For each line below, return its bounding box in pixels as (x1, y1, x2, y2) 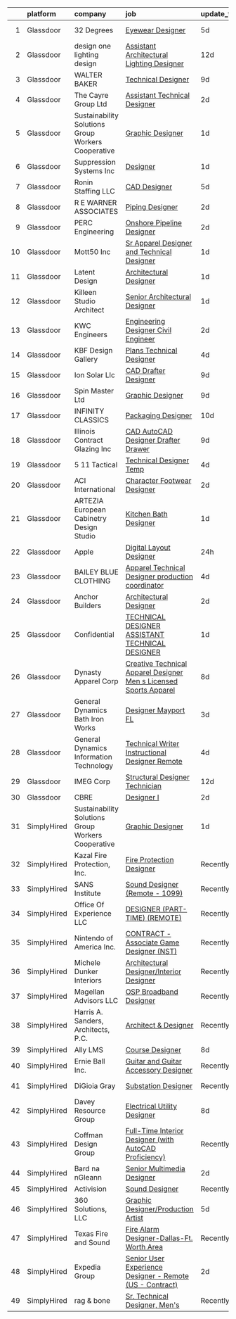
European (74, 505, 107, 515)
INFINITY (74, 406, 105, 416)
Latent (74, 267, 96, 277)
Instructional (125, 747, 167, 757)
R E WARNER (74, 198, 117, 207)
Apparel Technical (125, 563, 185, 572)
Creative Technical (125, 659, 188, 668)
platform (27, 9, 56, 18)
